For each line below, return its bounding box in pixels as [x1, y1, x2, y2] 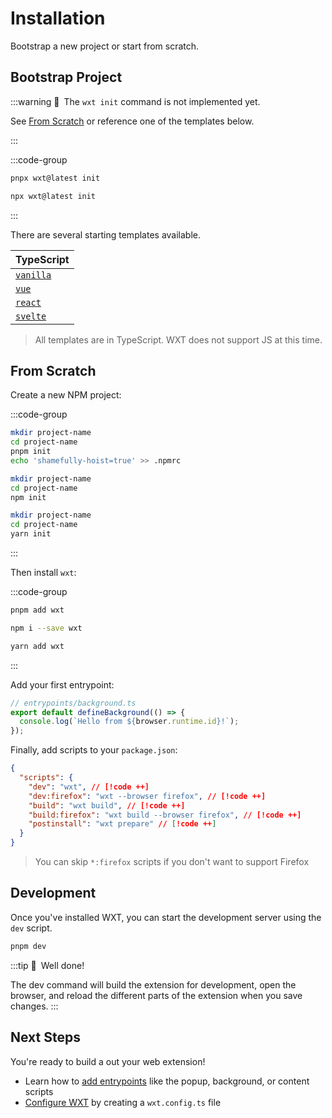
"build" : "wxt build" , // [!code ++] [28, 800, 186, 811]
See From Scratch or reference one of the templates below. [10, 115, 255, 127]
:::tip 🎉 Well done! [10, 959, 85, 971]
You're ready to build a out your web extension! [10, 1055, 206, 1067]
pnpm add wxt [10, 605, 65, 616]
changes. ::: [10, 1000, 59, 1012]
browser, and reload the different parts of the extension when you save [10, 989, 303, 1001]
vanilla [15, 269, 52, 281]
